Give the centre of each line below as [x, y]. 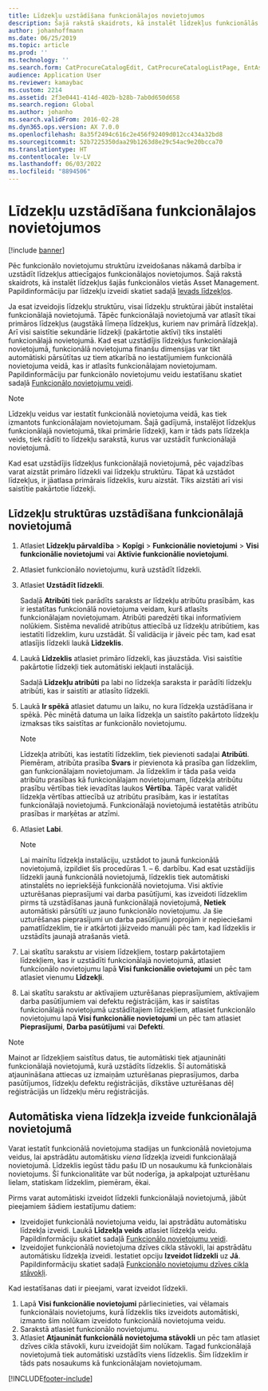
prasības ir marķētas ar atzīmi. [70, 813]
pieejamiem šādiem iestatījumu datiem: [73, 1206]
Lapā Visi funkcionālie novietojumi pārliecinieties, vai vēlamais [124, 1303]
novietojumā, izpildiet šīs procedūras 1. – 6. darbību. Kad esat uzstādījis [137, 868]
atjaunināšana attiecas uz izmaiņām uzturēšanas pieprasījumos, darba [124, 1074]
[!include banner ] [37, 250]
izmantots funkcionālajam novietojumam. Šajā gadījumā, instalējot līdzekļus [132, 422]
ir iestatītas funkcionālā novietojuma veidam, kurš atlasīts [114, 608]
